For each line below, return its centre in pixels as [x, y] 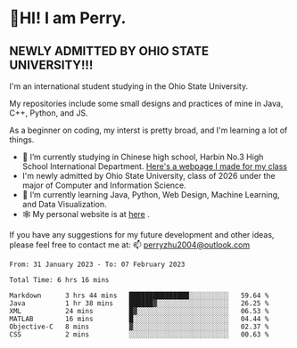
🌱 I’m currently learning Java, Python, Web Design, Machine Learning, [151, 194]
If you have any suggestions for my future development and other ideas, [142, 235]
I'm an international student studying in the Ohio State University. [128, 86]
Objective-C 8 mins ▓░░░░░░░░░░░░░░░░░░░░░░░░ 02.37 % [139, 327]
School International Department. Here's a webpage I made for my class [155, 166]
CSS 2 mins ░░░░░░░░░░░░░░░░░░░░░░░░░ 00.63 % [139, 335]
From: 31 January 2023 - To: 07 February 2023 [97, 264]
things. [22, 140]
